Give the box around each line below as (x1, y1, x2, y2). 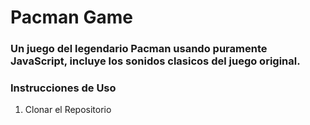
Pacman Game (10, 6, 133, 29)
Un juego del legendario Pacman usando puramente (10, 42, 268, 56)
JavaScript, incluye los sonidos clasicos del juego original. (10, 54, 301, 68)
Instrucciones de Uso (10, 81, 117, 95)
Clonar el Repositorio (24, 104, 112, 116)
